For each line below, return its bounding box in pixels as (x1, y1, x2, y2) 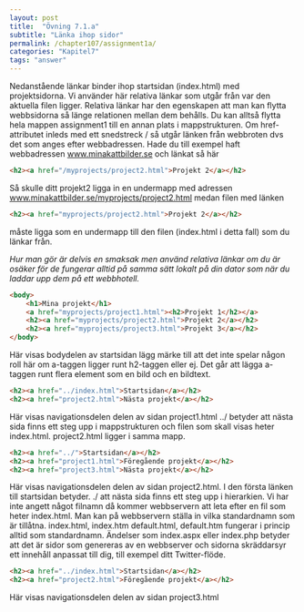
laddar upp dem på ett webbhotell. (9, 272, 140, 283)
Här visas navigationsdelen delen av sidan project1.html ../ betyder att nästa (9, 411, 294, 422)
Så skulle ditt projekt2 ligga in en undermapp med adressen (9, 182, 233, 193)
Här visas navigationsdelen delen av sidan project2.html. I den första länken (9, 482, 294, 493)
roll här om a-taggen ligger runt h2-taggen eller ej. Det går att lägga (9, 359, 263, 370)
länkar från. (9, 236, 53, 247)
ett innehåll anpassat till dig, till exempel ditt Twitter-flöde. (9, 549, 226, 560)
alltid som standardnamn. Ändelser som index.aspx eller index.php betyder (9, 530, 290, 541)
